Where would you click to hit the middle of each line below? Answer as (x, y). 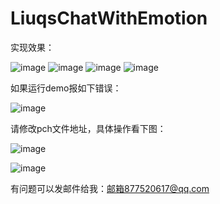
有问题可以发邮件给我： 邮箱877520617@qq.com (110, 188)
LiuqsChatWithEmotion (109, 18)
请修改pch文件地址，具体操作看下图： (88, 128)
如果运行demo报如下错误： (66, 88)
